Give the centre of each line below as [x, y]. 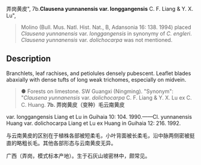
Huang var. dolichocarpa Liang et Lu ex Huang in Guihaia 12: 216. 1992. [94, 123]
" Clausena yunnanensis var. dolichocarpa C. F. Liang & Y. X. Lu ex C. [106, 97]
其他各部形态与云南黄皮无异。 [80, 143]
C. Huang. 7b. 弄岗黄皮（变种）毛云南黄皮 [72, 104]
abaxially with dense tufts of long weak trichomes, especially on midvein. [96, 79]
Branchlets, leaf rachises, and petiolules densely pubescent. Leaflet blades [99, 73]
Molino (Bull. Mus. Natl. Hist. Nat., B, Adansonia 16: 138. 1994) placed [106, 27]
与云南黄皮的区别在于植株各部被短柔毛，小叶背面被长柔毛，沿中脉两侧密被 [98, 135]
